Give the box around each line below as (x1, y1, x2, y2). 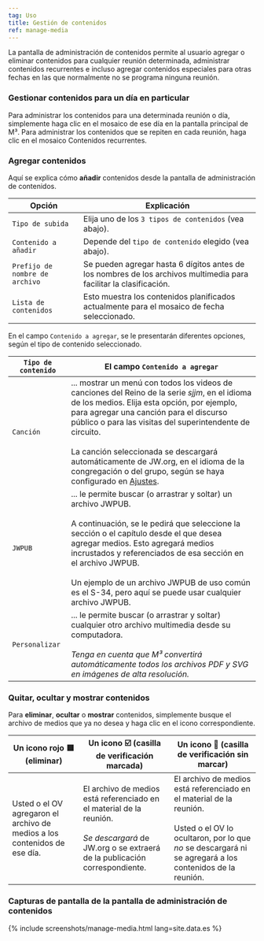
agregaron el (12, 808, 59, 819)
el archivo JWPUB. (70, 557, 140, 568)
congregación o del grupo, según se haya (70, 465, 225, 476)
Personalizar (12, 639, 61, 649)
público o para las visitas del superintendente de (70, 417, 250, 428)
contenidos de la (174, 862, 236, 873)
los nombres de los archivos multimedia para (83, 269, 249, 280)
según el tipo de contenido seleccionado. (8, 339, 142, 349)
